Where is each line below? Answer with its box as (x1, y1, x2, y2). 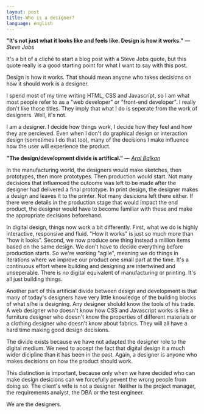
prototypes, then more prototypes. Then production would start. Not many (6, 173, 193, 180)
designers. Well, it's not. (6, 111, 67, 119)
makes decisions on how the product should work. (6, 358, 133, 365)
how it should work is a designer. (6, 80, 90, 87)
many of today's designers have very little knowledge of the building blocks (6, 294, 196, 301)
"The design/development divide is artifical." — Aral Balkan (6, 154, 161, 162)
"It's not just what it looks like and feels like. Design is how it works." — (6, 37, 191, 45)
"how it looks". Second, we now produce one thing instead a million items (6, 236, 191, 244)
